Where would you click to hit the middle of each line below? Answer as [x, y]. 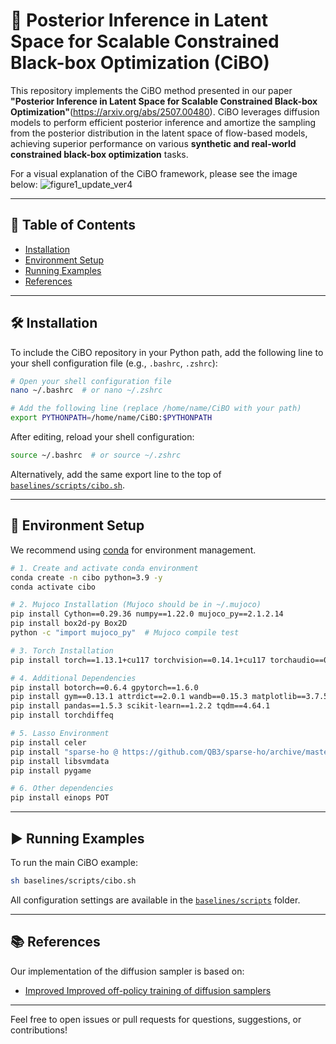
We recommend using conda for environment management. [133, 550]
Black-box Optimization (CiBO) [140, 63]
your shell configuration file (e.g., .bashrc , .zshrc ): [114, 363]
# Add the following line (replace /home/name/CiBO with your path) [156, 409]
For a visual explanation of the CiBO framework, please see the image [154, 173]
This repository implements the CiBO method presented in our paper [151, 90]
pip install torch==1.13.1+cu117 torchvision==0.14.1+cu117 [138, 660]
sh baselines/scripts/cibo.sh [73, 880]
